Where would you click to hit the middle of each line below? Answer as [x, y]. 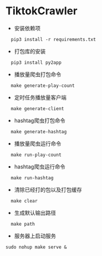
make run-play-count [36, 155]
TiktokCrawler [42, 11]
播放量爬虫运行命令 [38, 143]
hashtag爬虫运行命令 [40, 166]
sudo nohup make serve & [36, 247]
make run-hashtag [32, 178]
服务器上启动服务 [35, 236]
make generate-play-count [43, 85]
